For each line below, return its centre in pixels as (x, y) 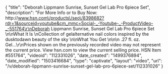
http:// (12, 18)
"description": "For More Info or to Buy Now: (51, 13)
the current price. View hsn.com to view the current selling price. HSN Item (83, 50)
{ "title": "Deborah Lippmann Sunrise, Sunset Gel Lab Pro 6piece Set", (78, 7)
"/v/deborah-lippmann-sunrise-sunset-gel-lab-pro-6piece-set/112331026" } (84, 66)
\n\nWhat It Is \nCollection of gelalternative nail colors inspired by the (77, 34)
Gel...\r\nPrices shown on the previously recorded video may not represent (83, 45)
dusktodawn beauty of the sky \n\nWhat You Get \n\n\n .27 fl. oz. (73, 39)
